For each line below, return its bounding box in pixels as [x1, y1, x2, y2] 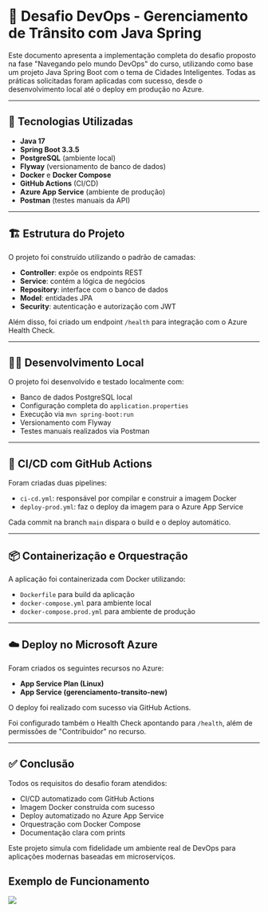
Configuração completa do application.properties [19, 401, 189, 411]
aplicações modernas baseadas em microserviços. [8, 851, 175, 861]
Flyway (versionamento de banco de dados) [19, 161, 166, 171]
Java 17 [19, 136, 45, 146]
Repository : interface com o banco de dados [19, 285, 169, 294]
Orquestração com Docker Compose [19, 819, 141, 828]
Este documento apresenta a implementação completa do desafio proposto [8, 50, 257, 60]
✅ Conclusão [8, 757, 75, 771]
